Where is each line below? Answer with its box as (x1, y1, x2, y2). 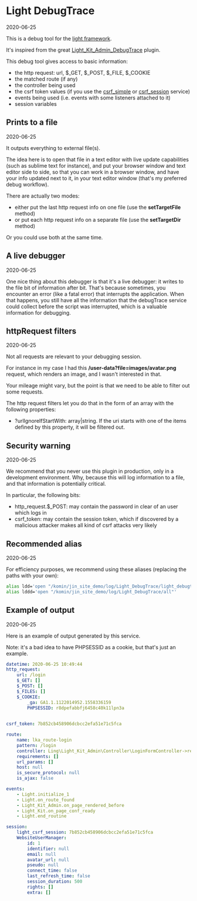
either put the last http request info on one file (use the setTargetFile (14, 203, 181, 211)
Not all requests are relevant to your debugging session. (6, 353, 142, 360)
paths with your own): (6, 572, 59, 579)
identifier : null (27, 846, 69, 852)
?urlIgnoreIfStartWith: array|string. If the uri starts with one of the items (14, 418, 186, 425)
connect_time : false (27, 867, 77, 874)
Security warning (6, 441, 71, 450)
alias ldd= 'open (6, 583, 46, 589)
